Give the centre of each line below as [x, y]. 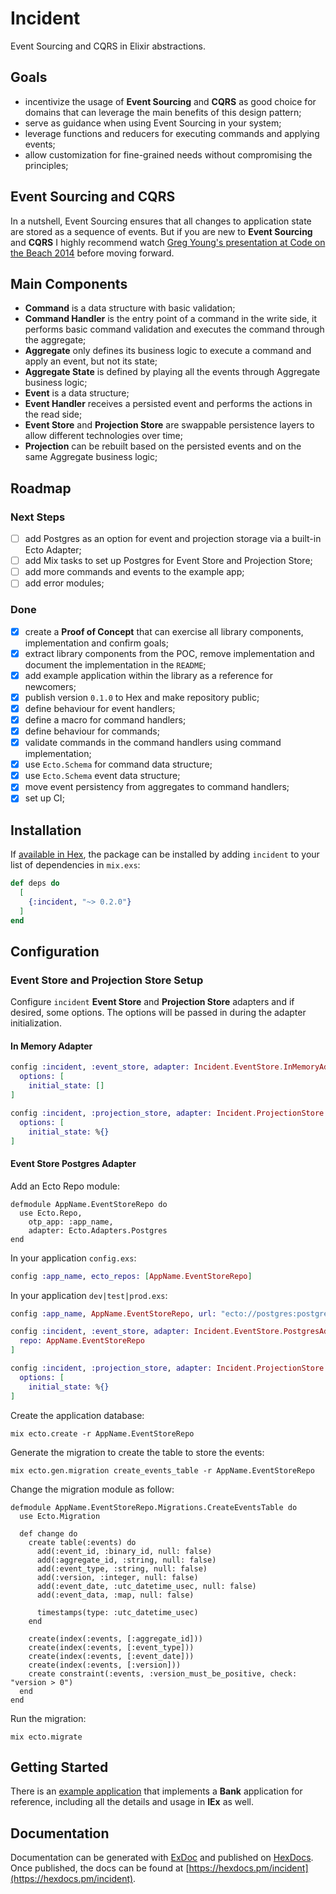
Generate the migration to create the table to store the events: [137, 1452]
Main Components [69, 283]
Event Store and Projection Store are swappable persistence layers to [169, 425]
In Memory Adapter [51, 1046]
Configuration [55, 951]
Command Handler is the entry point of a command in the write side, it [171, 319]
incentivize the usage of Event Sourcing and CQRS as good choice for [170, 101]
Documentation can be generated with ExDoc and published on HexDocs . [162, 1858]
